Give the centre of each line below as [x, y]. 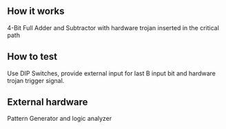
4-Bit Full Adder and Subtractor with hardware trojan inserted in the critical [113, 27]
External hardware [48, 102]
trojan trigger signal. [36, 80]
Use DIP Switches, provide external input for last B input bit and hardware [111, 73]
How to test [32, 57]
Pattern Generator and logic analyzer [60, 119]
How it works [36, 11]
